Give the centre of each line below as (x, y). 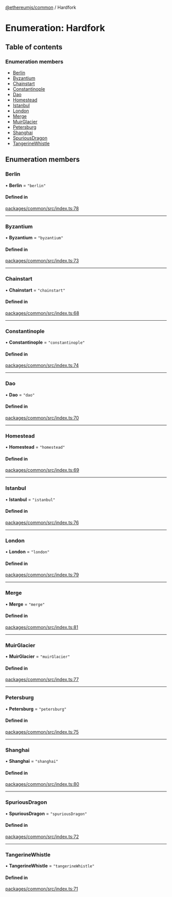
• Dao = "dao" (20, 394)
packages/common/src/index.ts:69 (42, 470)
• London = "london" (27, 552)
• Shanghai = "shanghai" (32, 761)
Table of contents (34, 47)
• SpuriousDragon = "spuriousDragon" (46, 813)
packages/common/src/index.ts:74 (42, 365)
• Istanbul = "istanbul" (30, 499)
